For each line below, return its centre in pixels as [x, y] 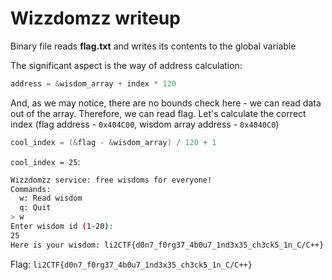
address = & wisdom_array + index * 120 [93, 83]
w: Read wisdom [51, 198]
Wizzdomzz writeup [95, 18]
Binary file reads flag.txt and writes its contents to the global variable [153, 46]
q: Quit [35, 208]
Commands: [31, 189]
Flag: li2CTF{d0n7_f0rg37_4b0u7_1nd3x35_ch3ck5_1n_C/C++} [131, 264]
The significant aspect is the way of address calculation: [126, 65]
